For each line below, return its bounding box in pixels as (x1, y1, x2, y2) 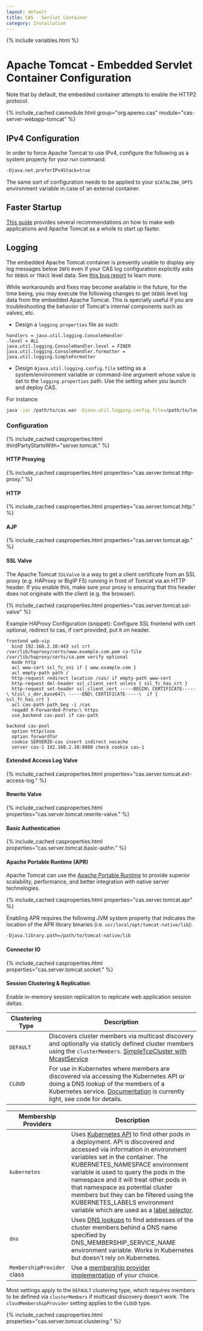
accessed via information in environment (71, 1145, 187, 1153)
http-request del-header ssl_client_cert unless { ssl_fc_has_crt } (11, 680, 188, 686)
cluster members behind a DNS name (71, 1223, 178, 1232)
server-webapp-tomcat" (6, 116, 67, 123)
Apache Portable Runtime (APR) (6, 858, 89, 865)
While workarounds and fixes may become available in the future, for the (6, 283, 187, 290)
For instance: (6, 395, 39, 403)
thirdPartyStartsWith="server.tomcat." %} (6, 441, 110, 449)
